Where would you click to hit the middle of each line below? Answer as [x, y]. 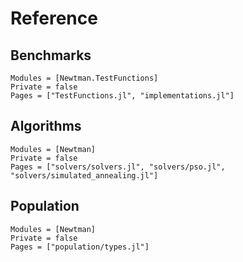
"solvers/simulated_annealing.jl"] [84, 175]
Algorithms [46, 126]
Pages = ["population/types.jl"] [80, 247]
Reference [54, 18]
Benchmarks [51, 55]
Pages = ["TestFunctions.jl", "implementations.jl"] [122, 96]
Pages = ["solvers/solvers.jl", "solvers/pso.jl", [118, 167]
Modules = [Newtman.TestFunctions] [84, 78]
